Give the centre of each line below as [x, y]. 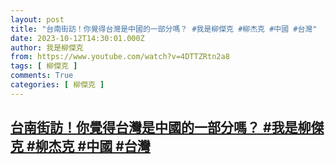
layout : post [37, 19]
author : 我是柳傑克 [47, 47]
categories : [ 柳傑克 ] [57, 85]
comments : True [42, 76]
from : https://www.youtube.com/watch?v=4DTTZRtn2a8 [120, 57]
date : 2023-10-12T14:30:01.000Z [77, 38]
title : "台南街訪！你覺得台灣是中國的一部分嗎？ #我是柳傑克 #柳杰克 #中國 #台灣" [164, 29]
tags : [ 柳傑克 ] [44, 66]
